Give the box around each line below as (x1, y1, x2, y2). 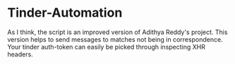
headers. (7, 50, 33, 58)
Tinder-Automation (7, 5, 123, 21)
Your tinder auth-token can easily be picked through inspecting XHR (7, 42, 206, 51)
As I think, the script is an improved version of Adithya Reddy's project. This (7, 28, 228, 36)
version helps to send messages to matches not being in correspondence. (7, 35, 224, 43)
